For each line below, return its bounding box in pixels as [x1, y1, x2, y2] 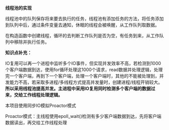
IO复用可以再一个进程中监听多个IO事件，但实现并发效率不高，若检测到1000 [5, 60, 161, 66]
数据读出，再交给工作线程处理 [5, 119, 67, 125]
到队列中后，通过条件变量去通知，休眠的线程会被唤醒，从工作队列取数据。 [5, 22, 159, 28]
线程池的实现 [5, 5, 32, 11]
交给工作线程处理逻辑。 [14, 92, 63, 98]
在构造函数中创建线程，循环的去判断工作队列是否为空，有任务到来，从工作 [5, 33, 159, 38]
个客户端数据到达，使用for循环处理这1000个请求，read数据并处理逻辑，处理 [5, 67, 163, 73]
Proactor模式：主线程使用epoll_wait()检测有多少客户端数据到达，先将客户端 [5, 113, 162, 119]
